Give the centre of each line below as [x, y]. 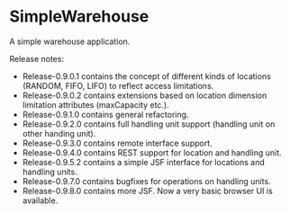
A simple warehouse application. [70, 41]
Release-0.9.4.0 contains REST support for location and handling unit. [152, 152]
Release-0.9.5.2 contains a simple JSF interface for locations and [144, 162]
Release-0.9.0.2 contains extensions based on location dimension [145, 95]
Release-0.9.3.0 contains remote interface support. [118, 143]
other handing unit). [59, 133]
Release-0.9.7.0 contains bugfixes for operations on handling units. [147, 181]
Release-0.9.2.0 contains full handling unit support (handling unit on [149, 124]
